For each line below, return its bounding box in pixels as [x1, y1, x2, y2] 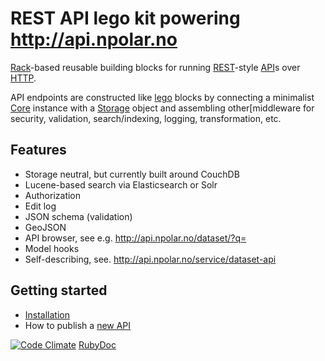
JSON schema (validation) [24, 210, 133, 222]
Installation [24, 308, 71, 321]
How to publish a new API [24, 319, 132, 331]
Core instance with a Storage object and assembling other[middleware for [10, 102, 315, 114]
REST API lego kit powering [10, 7, 241, 30]
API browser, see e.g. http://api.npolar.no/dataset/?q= [24, 232, 247, 244]
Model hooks [24, 242, 80, 254]
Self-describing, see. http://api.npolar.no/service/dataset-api [24, 253, 277, 265]
